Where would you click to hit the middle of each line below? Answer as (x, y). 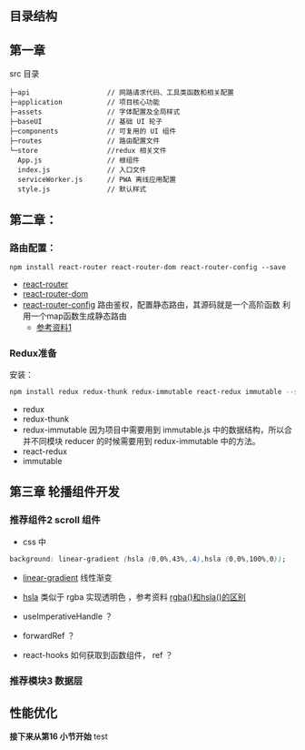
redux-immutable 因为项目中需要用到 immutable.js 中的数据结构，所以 (153, 430)
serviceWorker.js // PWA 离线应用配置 (97, 180)
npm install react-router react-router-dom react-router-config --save (148, 267)
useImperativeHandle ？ (68, 616)
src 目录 (25, 74)
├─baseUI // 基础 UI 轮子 (86, 122)
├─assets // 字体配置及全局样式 (95, 112)
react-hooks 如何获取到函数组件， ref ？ (98, 654)
